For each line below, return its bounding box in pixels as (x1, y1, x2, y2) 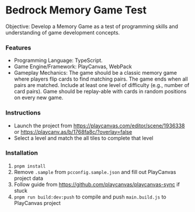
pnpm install (13, 163, 46, 169)
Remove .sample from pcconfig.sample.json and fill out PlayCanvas (13, 168, 176, 175)
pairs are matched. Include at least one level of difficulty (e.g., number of (13, 82, 190, 89)
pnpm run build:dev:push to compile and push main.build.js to (13, 193, 167, 200)
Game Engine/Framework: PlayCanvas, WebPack (13, 63, 132, 70)
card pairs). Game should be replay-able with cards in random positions (13, 88, 187, 95)
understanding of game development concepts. (5, 29, 120, 36)
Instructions (5, 109, 41, 117)
